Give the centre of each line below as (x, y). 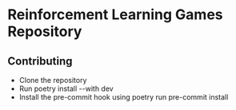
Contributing (40, 61)
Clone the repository (53, 80)
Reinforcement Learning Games (115, 15)
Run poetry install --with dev (66, 88)
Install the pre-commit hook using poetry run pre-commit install (124, 97)
